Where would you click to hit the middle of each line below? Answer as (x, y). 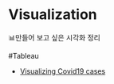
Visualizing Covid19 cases (63, 71)
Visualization (53, 15)
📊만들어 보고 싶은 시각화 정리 (55, 37)
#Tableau (24, 55)
